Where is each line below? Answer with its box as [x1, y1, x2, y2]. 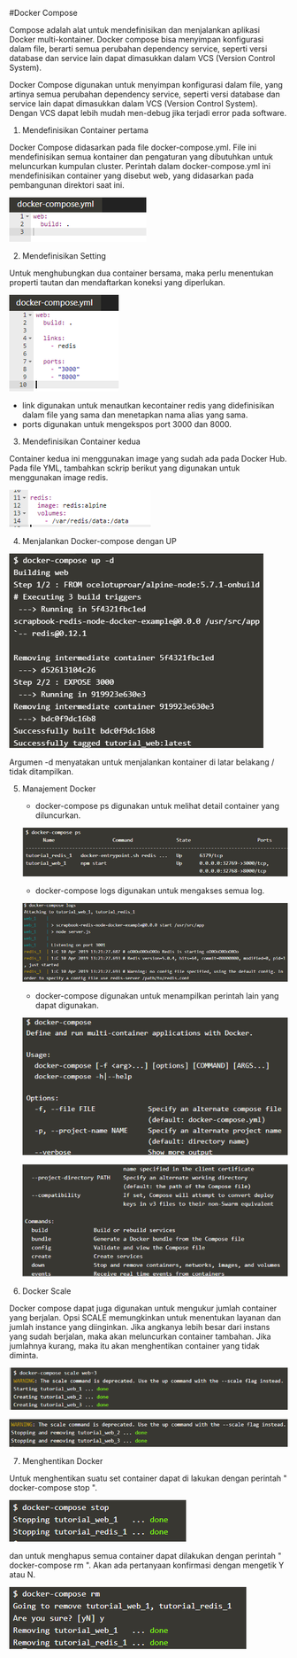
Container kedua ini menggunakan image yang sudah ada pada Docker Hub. [9, 454, 287, 463]
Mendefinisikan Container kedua [21, 436, 141, 447]
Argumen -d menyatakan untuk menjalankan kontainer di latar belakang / [9, 757, 275, 767]
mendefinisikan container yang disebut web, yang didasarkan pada [9, 170, 255, 181]
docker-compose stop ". [9, 1482, 97, 1492]
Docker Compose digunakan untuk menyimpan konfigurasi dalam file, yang [9, 80, 283, 90]
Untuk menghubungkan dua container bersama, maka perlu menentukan [9, 268, 274, 278]
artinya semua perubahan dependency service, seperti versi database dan [9, 89, 280, 99]
